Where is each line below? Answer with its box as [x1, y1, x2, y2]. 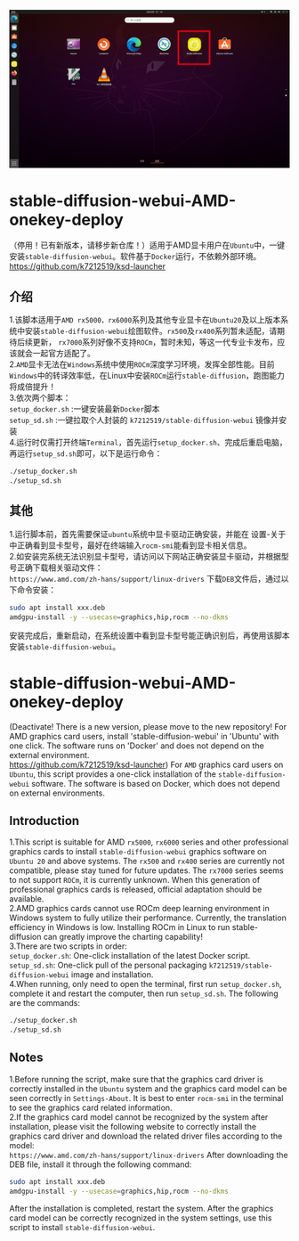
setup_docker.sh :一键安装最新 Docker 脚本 [9, 404, 160, 414]
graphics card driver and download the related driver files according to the [9, 1131, 283, 1141]
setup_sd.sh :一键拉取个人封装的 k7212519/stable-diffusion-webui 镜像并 [9, 415, 279, 426]
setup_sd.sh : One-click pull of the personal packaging [9, 959, 207, 971]
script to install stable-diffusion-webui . [9, 1221, 156, 1232]
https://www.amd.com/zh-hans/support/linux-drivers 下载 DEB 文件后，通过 [9, 573, 282, 584]
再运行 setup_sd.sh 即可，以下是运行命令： [9, 448, 163, 459]
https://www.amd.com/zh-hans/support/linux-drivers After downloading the [9, 1149, 288, 1160]
